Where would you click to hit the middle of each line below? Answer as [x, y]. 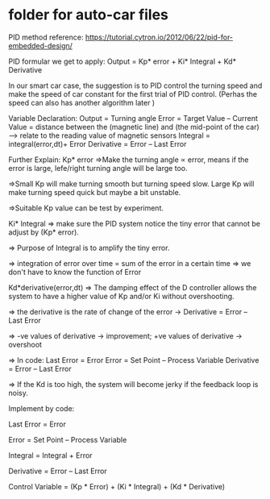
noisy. [18, 393]
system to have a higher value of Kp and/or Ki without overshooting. [122, 296]
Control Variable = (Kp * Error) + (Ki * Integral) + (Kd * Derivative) [117, 486]
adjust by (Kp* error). [44, 232]
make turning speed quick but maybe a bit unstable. [95, 192]
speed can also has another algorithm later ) [82, 102]
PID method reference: [46, 37]
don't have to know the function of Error [75, 272]
